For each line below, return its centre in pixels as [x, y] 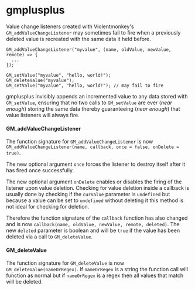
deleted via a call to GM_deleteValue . [49, 237]
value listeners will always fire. [43, 115]
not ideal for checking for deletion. [48, 207]
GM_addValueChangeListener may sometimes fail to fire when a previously [93, 32]
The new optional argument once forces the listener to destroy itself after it [96, 164]
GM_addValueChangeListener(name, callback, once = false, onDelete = [93, 147]
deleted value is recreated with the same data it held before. [78, 39]
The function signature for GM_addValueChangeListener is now [80, 142]
